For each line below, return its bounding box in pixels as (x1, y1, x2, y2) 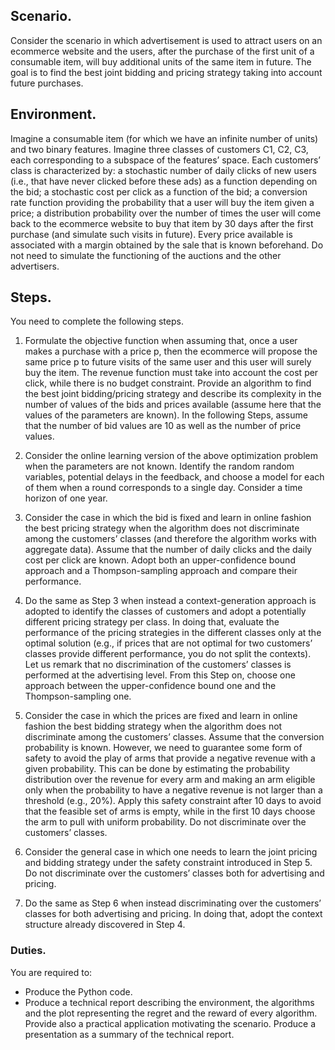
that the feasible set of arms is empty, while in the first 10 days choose (24, 805, 316, 818)
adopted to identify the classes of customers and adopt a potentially (24, 605, 307, 618)
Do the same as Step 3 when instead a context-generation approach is (24, 595, 317, 607)
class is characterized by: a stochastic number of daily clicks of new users (10, 164, 317, 176)
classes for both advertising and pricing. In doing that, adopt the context (24, 908, 323, 920)
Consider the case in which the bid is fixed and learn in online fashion (24, 512, 312, 524)
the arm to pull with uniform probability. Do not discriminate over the (24, 816, 307, 828)
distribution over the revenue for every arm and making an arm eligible (24, 774, 316, 786)
